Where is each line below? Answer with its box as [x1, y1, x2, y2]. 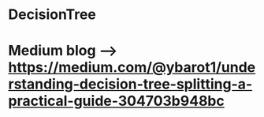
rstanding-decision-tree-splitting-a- [8, 75, 253, 93]
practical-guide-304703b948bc [8, 92, 225, 110]
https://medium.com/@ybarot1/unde [8, 58, 256, 77]
